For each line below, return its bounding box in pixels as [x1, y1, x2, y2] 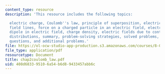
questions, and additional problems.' [9, 39, 89, 44]
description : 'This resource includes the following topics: [5, 12, 133, 17]
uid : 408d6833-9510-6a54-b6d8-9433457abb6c [5, 62, 96, 67]
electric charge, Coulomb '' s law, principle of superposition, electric [9, 21, 162, 25]
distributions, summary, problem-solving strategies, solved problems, [9, 34, 160, 39]
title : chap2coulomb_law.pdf [5, 57, 65, 62]
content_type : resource [5, 7, 54, 12]
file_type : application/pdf [5, 48, 63, 53]
